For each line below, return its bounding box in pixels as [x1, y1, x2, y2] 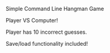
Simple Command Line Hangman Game [5, 5, 105, 12]
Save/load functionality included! [5, 40, 89, 47]
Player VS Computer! [5, 17, 58, 23]
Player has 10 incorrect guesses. [5, 28, 88, 36]
